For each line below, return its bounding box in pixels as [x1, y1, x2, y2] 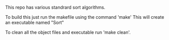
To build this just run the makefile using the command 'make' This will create [5, 14, 164, 20]
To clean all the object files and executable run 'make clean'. [5, 29, 131, 35]
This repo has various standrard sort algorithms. [5, 5, 105, 10]
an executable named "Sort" [5, 20, 64, 25]
